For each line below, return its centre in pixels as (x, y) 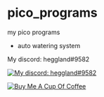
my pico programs (34, 32)
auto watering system (49, 45)
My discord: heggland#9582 (48, 59)
